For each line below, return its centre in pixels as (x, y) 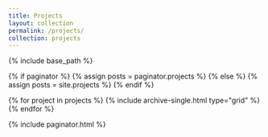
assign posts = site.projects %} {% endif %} (81, 85)
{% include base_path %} (51, 61)
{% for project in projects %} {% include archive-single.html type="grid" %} (134, 100)
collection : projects (45, 38)
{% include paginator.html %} (57, 124)
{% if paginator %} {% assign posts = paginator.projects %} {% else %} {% (133, 76)
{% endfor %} (31, 109)
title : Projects (35, 16)
